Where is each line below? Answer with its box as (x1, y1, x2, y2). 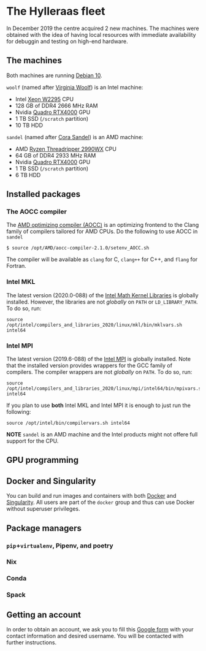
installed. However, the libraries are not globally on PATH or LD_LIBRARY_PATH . (6, 298, 198, 305)
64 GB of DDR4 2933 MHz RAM (15, 151, 96, 159)
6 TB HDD (15, 171, 41, 178)
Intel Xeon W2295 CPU (15, 95, 74, 102)
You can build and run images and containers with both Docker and (6, 492, 177, 500)
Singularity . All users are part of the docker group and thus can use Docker (6, 498, 195, 506)
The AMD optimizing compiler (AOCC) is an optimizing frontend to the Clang (6, 221, 199, 229)
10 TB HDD (15, 121, 44, 129)
